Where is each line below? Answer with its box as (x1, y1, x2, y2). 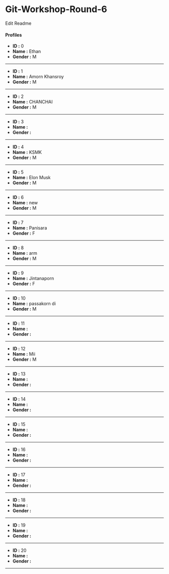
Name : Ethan (12, 48, 41, 54)
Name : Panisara (12, 225, 47, 231)
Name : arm (12, 250, 38, 256)
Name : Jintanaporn (12, 275, 54, 281)
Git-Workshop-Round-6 (5, 4, 107, 15)
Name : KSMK (12, 149, 42, 155)
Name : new (12, 200, 38, 206)
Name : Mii (12, 351, 36, 357)
